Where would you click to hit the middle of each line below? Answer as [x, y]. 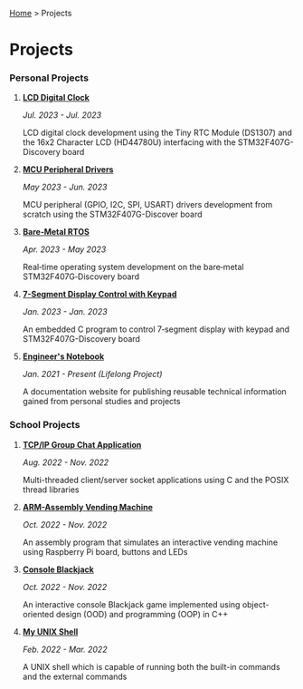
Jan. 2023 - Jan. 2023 [65, 312]
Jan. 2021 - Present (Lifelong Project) [92, 374]
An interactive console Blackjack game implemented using [131, 604]
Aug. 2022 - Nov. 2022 [66, 462]
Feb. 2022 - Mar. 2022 [65, 649]
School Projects [45, 425]
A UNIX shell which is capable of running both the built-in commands [151, 666]
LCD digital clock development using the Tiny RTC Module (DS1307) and [157, 133]
